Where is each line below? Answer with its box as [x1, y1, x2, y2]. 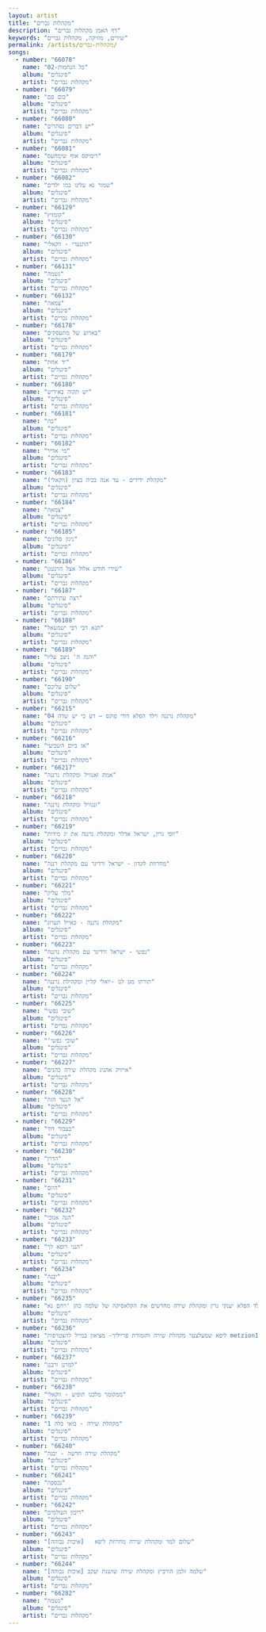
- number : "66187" [15, 587, 77, 595]
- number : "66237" [15, 1354, 77, 1362]
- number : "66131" [15, 262, 77, 270]
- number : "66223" [15, 941, 77, 948]
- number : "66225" [15, 1000, 77, 1008]
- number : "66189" [15, 646, 77, 654]
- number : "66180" [15, 380, 77, 389]
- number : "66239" [15, 1412, 77, 1420]
